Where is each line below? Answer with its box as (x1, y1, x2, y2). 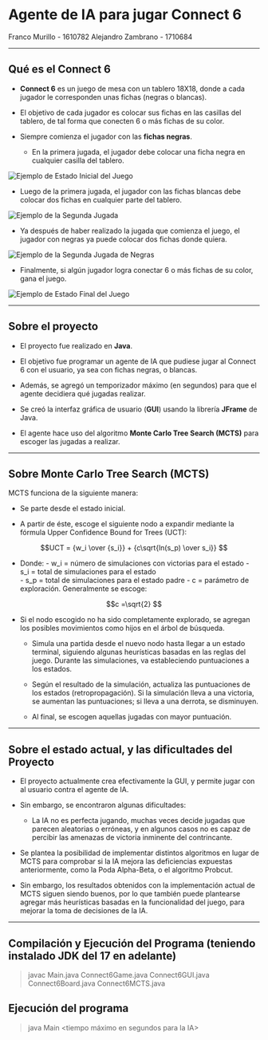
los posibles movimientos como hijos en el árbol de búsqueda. (19, 624, 225, 633)
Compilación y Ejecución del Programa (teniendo (8, 936, 256, 950)
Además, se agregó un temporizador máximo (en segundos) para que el (19, 380, 257, 390)
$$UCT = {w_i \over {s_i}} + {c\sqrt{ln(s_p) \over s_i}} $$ (40, 543, 228, 553)
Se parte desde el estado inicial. (19, 504, 126, 514)
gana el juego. (19, 274, 67, 283)
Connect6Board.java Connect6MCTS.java (27, 979, 166, 988)
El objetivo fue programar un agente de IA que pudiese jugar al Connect (19, 357, 257, 366)
